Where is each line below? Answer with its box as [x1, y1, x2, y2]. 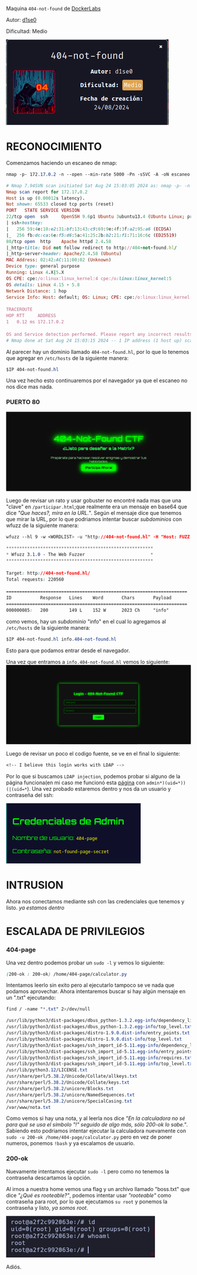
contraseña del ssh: [6, 792, 54, 799]
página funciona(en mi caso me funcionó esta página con [6, 779, 145, 786]
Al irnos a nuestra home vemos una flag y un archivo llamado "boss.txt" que [6, 1185, 190, 1192]
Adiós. [6, 1263, 22, 1270]
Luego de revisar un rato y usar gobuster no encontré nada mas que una [6, 497, 182, 504]
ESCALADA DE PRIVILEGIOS [6, 925, 145, 938]
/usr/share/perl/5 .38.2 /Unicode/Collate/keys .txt [6, 1080, 130, 1085]
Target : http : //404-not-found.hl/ [6, 570, 91, 576]
